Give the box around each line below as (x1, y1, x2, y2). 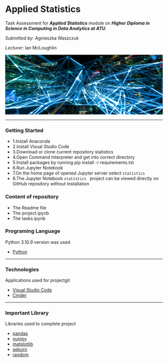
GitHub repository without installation (12, 181, 89, 187)
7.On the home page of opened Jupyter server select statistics (12, 170, 145, 176)
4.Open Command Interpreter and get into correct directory (12, 154, 135, 160)
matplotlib (12, 341, 33, 347)
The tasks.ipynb (12, 215, 46, 221)
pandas (12, 330, 28, 336)
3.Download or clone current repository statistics (12, 149, 113, 155)
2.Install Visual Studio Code (12, 143, 69, 149)
